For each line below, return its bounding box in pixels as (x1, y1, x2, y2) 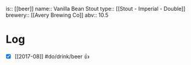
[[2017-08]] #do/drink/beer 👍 (14, 52, 90, 60)
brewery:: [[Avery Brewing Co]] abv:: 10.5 (5, 11, 109, 19)
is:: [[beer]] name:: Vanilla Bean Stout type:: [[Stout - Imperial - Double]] (5, 5, 186, 12)
